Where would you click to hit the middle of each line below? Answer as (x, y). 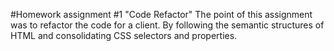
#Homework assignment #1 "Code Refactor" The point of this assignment (161, 14)
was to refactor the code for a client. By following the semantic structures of (167, 25)
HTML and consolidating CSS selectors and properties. (124, 35)
